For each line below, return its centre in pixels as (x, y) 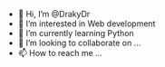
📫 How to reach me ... (60, 53)
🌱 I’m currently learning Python (76, 33)
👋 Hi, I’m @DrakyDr (54, 14)
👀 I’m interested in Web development (87, 24)
